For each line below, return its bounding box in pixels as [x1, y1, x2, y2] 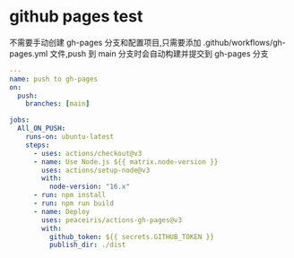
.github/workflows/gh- [203, 37, 287, 47]
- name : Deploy [32, 207, 91, 216]
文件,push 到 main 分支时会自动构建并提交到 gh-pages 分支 [49, 47, 269, 59]
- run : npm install [32, 191, 106, 200]
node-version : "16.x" [48, 182, 130, 192]
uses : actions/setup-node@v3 [41, 166, 151, 175]
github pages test [9, 6, 143, 27]
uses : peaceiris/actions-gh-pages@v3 [41, 215, 182, 225]
